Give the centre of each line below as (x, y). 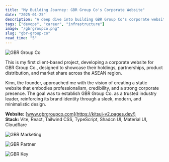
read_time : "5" (21, 38)
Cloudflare (16, 125)
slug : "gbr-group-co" (28, 33)
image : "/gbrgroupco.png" (32, 29)
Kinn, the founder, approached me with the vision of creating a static (76, 83)
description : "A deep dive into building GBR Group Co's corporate (77, 19)
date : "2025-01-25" (26, 15)
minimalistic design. (26, 104)
